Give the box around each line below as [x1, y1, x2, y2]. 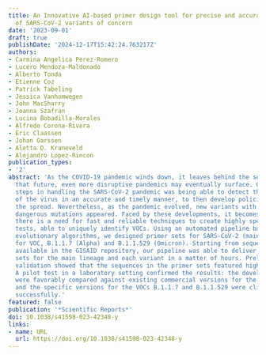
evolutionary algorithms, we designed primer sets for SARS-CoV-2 [15, 232, 239, 240]
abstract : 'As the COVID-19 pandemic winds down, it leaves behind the [8, 173, 249, 182]
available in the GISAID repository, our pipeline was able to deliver [15, 247, 257, 255]
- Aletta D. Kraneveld [8, 144, 83, 152]
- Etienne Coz [8, 77, 55, 85]
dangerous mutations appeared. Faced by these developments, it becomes [15, 210, 260, 218]
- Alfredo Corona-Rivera [8, 122, 90, 130]
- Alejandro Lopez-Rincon [8, 151, 93, 159]
